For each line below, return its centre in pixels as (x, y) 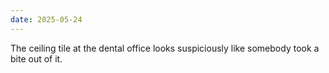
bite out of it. (36, 58)
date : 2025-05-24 (46, 19)
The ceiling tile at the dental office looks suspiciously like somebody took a (165, 48)
